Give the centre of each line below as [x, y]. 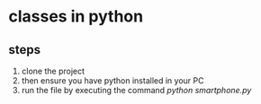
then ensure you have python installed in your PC [112, 81]
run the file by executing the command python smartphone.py [136, 90]
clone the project [53, 71]
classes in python [76, 17]
